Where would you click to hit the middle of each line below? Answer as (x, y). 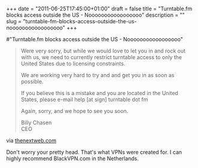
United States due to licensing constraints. (73, 63)
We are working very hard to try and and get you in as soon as (98, 75)
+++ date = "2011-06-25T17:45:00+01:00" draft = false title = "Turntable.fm (99, 9)
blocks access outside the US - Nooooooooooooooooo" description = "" (96, 15)
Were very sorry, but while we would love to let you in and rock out (103, 51)
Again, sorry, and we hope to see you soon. (74, 111)
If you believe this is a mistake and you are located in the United (99, 93)
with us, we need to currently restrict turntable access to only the (101, 57)
